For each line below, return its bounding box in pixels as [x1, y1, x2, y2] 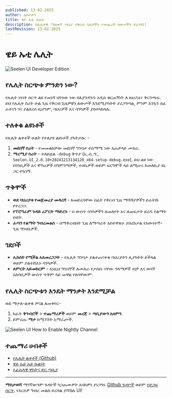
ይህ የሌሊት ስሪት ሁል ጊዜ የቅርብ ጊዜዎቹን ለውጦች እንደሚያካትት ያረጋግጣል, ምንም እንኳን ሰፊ [5, 100, 166, 106]
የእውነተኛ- [143, 220, 163, 226]
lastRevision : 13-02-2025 [5, 27, 60, 32]
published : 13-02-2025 [5, 7, 54, 13]
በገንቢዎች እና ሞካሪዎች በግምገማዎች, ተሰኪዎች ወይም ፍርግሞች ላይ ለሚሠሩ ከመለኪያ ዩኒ [12, 162, 166, 168]
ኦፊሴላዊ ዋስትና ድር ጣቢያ [12, 366, 58, 372]
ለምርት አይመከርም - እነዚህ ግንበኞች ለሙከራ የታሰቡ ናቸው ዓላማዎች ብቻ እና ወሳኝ [12, 266, 155, 272]
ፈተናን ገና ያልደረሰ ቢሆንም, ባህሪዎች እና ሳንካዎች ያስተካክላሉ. [5, 106, 111, 112]
